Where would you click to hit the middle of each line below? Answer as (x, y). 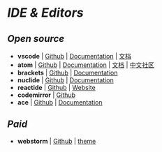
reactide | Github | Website (56, 88)
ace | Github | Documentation (60, 102)
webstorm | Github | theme (57, 141)
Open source (36, 39)
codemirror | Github (46, 95)
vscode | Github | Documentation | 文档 (74, 56)
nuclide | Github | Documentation (65, 80)
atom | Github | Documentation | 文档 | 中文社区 (86, 65)
